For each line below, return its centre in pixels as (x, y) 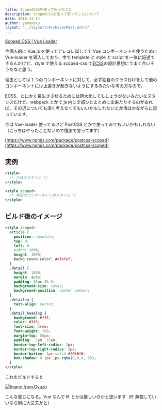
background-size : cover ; (39, 286)
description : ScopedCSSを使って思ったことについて (52, 14)
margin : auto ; (28, 277)
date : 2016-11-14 (23, 18)
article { (19, 232)
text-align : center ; (34, 304)
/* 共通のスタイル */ (29, 178)
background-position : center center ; (52, 291)
